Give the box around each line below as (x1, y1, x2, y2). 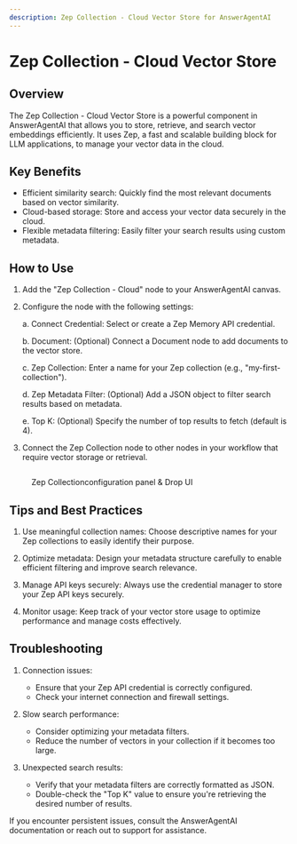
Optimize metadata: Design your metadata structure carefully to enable (21, 553, 282, 564)
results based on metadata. (21, 399, 122, 410)
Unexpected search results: (21, 761, 123, 773)
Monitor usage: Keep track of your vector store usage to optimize (21, 606, 262, 617)
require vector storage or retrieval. (21, 452, 148, 463)
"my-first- (245, 362, 281, 373)
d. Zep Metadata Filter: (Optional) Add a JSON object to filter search (21, 389, 271, 400)
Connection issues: (21, 665, 93, 675)
